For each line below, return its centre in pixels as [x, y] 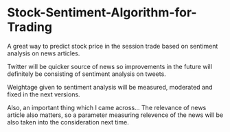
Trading [30, 27]
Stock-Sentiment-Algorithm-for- [102, 13]
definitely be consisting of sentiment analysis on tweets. [87, 74]
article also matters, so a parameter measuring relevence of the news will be [115, 115]
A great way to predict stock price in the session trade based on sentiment [113, 46]
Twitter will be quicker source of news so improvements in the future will [110, 66]
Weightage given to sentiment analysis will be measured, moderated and [110, 87]
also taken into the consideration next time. [68, 122]
